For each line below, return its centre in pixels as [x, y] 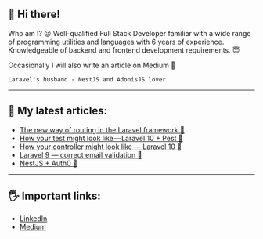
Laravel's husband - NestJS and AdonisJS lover [87, 79]
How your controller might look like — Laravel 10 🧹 [101, 147]
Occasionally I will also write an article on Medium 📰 [92, 65]
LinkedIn [33, 219]
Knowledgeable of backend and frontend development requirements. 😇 [124, 50]
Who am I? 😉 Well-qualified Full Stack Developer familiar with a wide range [130, 33]
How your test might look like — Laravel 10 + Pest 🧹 [101, 138]
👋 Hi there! [34, 14]
